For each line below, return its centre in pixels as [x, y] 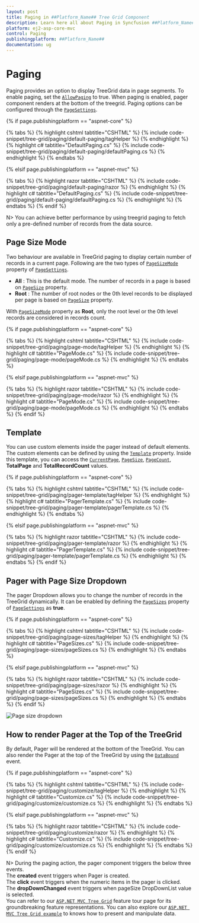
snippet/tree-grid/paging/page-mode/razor [59, 395]
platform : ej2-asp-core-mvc [41, 28]
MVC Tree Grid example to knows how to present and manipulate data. [91, 914]
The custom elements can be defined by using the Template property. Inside [99, 453]
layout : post [22, 12]
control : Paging [26, 34]
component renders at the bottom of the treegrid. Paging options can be [94, 103]
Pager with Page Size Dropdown [67, 581]
